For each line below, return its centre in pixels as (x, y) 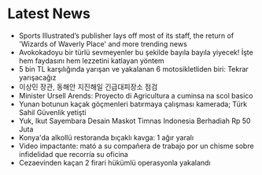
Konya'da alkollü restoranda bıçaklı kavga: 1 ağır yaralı (106, 137)
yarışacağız (37, 77)
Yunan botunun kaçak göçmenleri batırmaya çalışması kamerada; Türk (133, 104)
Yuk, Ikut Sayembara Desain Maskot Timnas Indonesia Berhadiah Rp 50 (135, 121)
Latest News (49, 14)
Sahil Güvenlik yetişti (52, 112)
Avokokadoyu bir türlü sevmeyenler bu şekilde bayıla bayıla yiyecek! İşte (136, 52)
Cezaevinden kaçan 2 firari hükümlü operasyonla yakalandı (114, 162)
